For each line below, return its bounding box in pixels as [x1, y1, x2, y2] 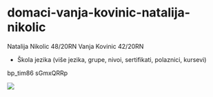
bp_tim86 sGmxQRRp [7, 69, 68, 77]
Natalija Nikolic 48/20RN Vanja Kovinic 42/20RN [7, 42, 144, 50]
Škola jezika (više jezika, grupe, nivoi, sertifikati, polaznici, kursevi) [17, 55, 207, 63]
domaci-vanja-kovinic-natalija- [7, 5, 191, 21]
